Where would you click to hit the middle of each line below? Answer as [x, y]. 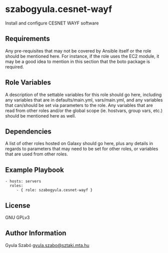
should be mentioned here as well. [40, 115]
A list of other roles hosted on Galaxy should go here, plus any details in [79, 143]
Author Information [36, 233]
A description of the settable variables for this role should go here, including [83, 94]
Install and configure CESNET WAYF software [52, 23]
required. [14, 66]
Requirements [27, 39]
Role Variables [28, 83]
